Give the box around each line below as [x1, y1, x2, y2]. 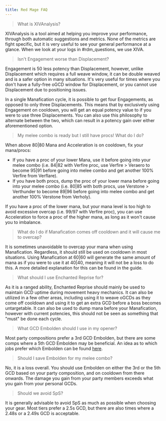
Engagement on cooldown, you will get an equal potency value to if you [5, 107, 152, 113]
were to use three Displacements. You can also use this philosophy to [5, 112, 148, 118]
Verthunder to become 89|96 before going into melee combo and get [12, 188, 155, 194]
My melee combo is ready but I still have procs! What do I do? [17, 132, 144, 138]
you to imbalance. [5, 219, 42, 225]
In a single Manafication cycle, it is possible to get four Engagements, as [5, 96, 153, 102]
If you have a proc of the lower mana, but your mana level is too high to [5, 203, 151, 209]
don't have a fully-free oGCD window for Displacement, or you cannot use [5, 81, 157, 87]
